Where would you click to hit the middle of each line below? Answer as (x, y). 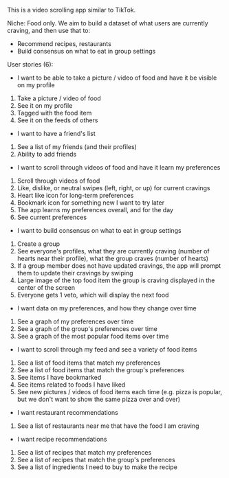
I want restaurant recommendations (67, 412)
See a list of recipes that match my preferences (84, 452)
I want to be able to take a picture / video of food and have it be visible (117, 78)
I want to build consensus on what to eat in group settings (99, 230)
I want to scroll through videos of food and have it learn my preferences (119, 167)
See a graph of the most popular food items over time (93, 336)
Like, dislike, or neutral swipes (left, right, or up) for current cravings (113, 188)
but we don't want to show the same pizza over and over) (99, 399)
